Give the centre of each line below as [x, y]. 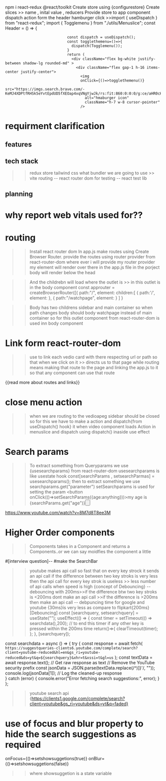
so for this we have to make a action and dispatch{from [86, 421]
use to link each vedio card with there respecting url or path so [93, 357]
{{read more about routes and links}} [42, 382]
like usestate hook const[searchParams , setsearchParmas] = [92, 476]
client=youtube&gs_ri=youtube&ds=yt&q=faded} [79, 704]
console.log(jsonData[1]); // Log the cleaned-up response [63, 673]
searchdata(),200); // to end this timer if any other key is [87, 623]
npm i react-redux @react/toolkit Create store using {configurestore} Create [83, 7]
